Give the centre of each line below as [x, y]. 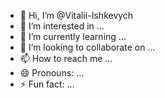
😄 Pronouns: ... [52, 73]
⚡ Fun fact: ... [47, 84]
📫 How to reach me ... [66, 58]
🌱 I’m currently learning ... [73, 36]
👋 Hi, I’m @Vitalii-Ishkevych [76, 15]
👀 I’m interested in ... [62, 26]
